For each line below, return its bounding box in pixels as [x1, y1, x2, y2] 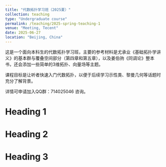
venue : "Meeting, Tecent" [5, 26, 58, 31]
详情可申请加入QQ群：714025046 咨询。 [5, 88, 88, 94]
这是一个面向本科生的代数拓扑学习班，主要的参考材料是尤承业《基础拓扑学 [5, 49, 157, 55]
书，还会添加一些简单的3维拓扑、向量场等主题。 [5, 61, 103, 67]
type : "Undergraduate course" [5, 16, 68, 21]
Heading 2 [5, 129, 48, 140]
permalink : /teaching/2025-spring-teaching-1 [5, 21, 100, 26]
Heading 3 [5, 151, 48, 163]
